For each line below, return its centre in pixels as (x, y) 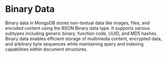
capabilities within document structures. (46, 49)
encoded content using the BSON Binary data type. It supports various (78, 28)
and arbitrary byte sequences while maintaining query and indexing (74, 44)
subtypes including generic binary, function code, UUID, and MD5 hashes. (82, 33)
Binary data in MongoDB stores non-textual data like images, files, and (78, 23)
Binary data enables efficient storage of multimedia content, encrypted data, (83, 39)
